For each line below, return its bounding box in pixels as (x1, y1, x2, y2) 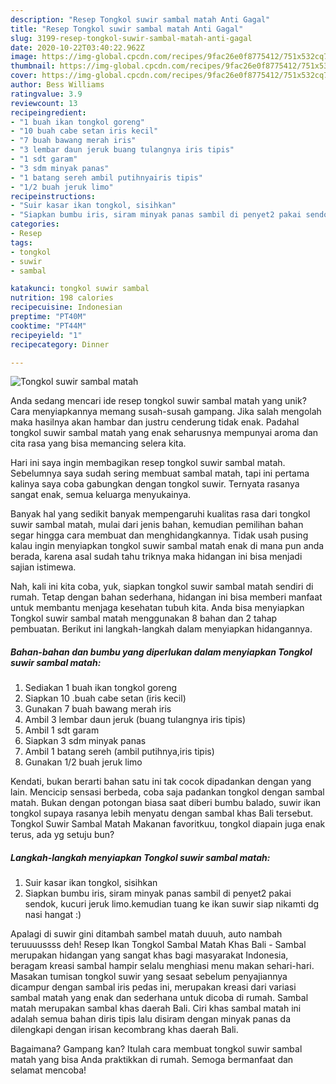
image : (10, 52, 38, 62)
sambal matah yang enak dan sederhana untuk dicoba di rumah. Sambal (10, 992, 309, 1004)
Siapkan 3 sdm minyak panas (24, 735, 147, 747)
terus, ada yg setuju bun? (10, 829, 115, 841)
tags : (10, 237, 33, 248)
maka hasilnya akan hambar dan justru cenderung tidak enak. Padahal (10, 416, 300, 428)
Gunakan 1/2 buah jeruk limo (24, 756, 143, 768)
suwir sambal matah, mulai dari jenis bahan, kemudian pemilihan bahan (10, 519, 304, 531)
